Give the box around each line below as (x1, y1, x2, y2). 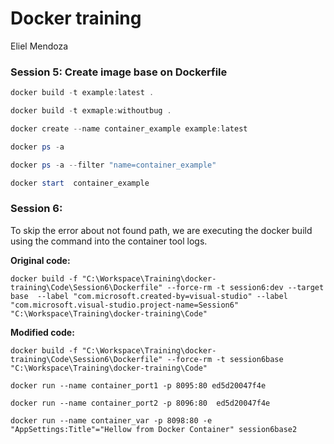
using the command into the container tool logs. (10, 235, 208, 247)
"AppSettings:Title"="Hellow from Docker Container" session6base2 (10, 424, 298, 434)
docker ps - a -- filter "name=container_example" (10, 160, 217, 170)
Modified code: (10, 326, 75, 338)
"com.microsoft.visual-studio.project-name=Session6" (10, 300, 240, 310)
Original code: (10, 254, 71, 266)
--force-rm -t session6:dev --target (166, 282, 325, 292)
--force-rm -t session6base (166, 354, 284, 364)
